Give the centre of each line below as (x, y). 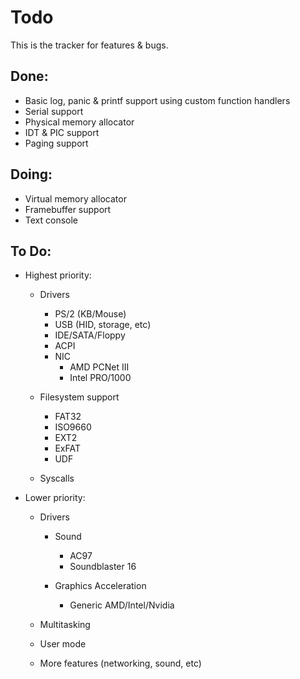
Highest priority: (58, 275)
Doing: (31, 174)
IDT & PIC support (62, 132)
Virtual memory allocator (75, 198)
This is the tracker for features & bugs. (89, 45)
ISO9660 (73, 427)
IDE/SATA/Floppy (90, 335)
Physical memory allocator (79, 122)
